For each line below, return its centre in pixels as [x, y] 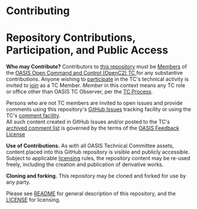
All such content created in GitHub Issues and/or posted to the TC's [88, 122]
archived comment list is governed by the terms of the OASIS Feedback [93, 128]
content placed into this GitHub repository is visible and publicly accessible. [98, 152]
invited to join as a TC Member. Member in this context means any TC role [96, 85]
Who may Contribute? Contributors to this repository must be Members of [96, 67]
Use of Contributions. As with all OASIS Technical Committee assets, [90, 146]
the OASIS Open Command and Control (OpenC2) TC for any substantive [95, 73]
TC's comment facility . [33, 115]
